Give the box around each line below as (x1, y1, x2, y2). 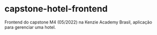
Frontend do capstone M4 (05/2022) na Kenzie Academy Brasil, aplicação (4, 19, 153, 25)
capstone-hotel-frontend (4, 3, 108, 14)
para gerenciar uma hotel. (4, 24, 56, 30)
